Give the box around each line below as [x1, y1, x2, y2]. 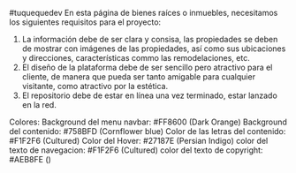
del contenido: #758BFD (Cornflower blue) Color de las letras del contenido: [9, 126, 286, 136]
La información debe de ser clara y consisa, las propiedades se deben [21, 34, 278, 44]
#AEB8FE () [9, 154, 51, 164]
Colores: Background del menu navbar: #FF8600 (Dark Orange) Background [9, 117, 287, 127]
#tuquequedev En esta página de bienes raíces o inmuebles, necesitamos [9, 8, 278, 18]
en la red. [21, 100, 57, 109]
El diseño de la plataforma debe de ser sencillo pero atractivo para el [21, 62, 273, 72]
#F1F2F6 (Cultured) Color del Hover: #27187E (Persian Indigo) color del [9, 136, 269, 146]
